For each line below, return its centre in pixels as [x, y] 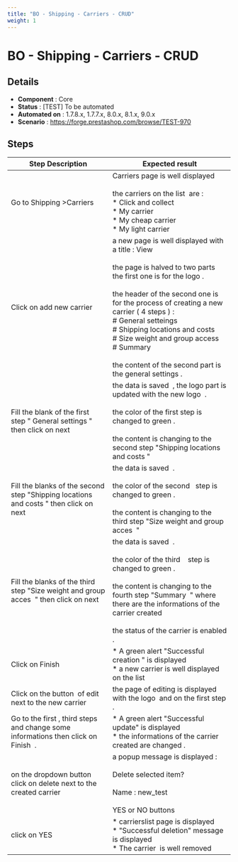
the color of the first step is [157, 412]
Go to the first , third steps [54, 718]
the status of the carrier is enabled [170, 631]
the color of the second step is [165, 486]
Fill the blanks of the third [53, 582]
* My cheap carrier [144, 220]
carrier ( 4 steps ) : [143, 312]
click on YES [32, 835]
